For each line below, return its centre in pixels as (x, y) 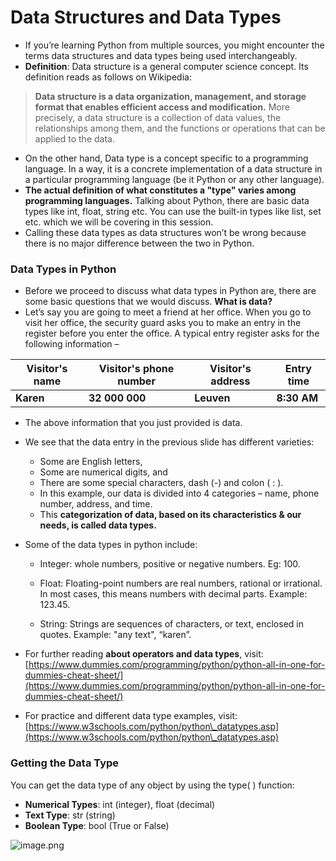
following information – (72, 344)
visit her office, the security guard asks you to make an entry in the (163, 323)
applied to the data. (74, 138)
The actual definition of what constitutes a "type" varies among (160, 190)
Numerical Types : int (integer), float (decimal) (120, 804)
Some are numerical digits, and (103, 472)
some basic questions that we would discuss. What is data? (148, 302)
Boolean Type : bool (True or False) (97, 825)
